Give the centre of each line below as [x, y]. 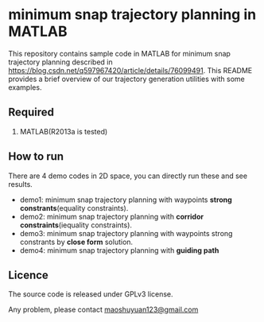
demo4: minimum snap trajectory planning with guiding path [119, 250]
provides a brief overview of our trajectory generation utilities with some [126, 79]
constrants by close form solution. [76, 242]
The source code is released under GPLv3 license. [91, 294]
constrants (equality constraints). [74, 208]
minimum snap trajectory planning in [132, 15]
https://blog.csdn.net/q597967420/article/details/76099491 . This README [130, 70]
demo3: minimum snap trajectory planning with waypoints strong [126, 233]
